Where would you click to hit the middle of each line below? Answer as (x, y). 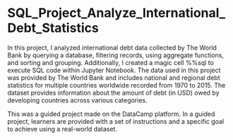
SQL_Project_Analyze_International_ (116, 13)
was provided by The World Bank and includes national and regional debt (114, 77)
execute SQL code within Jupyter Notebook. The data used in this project (114, 70)
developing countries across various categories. (78, 100)
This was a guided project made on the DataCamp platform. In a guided (111, 114)
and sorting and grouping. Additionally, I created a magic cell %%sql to (110, 62)
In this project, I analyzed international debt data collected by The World (112, 47)
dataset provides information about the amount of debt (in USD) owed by (114, 93)
